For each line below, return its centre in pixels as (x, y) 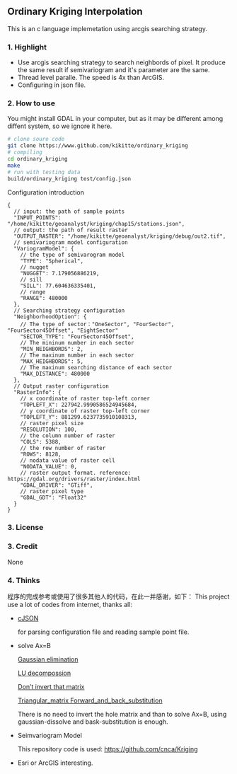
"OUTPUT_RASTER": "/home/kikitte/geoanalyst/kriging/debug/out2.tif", (120, 236)
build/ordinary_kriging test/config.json (69, 179)
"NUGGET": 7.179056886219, (60, 273)
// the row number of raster (63, 448)
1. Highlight (27, 47)
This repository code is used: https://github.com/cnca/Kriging (108, 749)
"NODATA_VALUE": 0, (49, 466)
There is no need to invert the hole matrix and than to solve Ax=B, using (122, 715)
